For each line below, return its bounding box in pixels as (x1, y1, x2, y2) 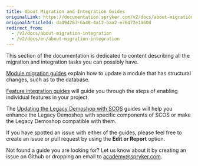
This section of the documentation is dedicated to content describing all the (6, 52, 190, 59)
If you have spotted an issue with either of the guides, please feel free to (6, 129, 182, 136)
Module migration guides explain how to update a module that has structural (6, 70, 192, 77)
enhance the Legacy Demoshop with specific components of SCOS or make (6, 111, 191, 118)
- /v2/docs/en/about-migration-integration (11, 36, 120, 42)
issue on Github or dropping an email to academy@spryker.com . (6, 153, 163, 160)
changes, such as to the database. (6, 76, 90, 83)
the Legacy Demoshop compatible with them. (6, 118, 117, 124)
